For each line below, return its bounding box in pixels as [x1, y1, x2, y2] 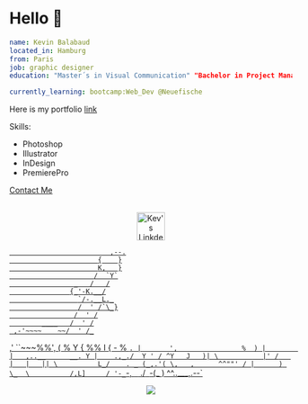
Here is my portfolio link [9, 103, 98, 115]
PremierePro [22, 167, 69, 178]
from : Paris [9, 54, 54, 64]
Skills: [9, 121, 31, 132]
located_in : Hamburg [9, 46, 87, 55]
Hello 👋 [9, 8, 63, 29]
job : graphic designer [9, 63, 94, 72]
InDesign [22, 157, 56, 169]
